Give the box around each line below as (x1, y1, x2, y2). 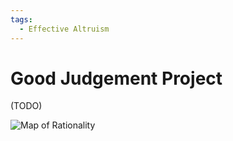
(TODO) (10, 100, 43, 112)
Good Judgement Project (10, 67, 223, 90)
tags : (10, 14, 33, 25)
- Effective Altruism (19, 24, 110, 34)
